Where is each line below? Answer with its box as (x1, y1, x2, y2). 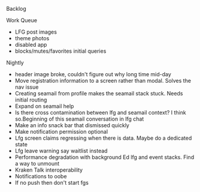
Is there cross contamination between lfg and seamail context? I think (14, 109, 187, 116)
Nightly (6, 59, 24, 66)
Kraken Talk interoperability (14, 166, 83, 173)
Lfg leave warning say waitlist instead (14, 147, 108, 154)
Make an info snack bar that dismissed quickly (14, 122, 130, 128)
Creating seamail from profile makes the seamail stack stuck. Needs (14, 90, 183, 97)
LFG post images (14, 28, 57, 35)
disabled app (14, 41, 47, 48)
